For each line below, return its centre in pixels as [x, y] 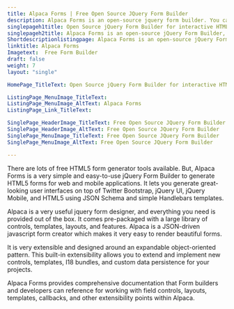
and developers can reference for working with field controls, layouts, [107, 290]
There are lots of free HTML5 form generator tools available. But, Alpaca [111, 168]
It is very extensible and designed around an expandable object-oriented [111, 247]
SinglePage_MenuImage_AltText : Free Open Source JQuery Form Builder [110, 142]
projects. [20, 269]
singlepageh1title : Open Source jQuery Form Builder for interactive [110, 27]
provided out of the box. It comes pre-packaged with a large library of [108, 219]
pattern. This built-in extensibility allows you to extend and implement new [114, 255]
